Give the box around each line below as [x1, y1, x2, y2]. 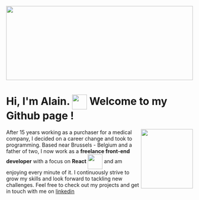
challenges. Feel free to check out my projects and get [6, 181, 139, 188]
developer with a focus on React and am [6, 157, 123, 164]
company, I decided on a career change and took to [6, 135, 132, 142]
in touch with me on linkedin [6, 188, 75, 195]
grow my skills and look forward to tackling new [6, 175, 123, 182]
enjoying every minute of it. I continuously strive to [6, 169, 130, 176]
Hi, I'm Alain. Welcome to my [6, 94, 168, 108]
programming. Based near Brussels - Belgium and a [6, 141, 132, 148]
